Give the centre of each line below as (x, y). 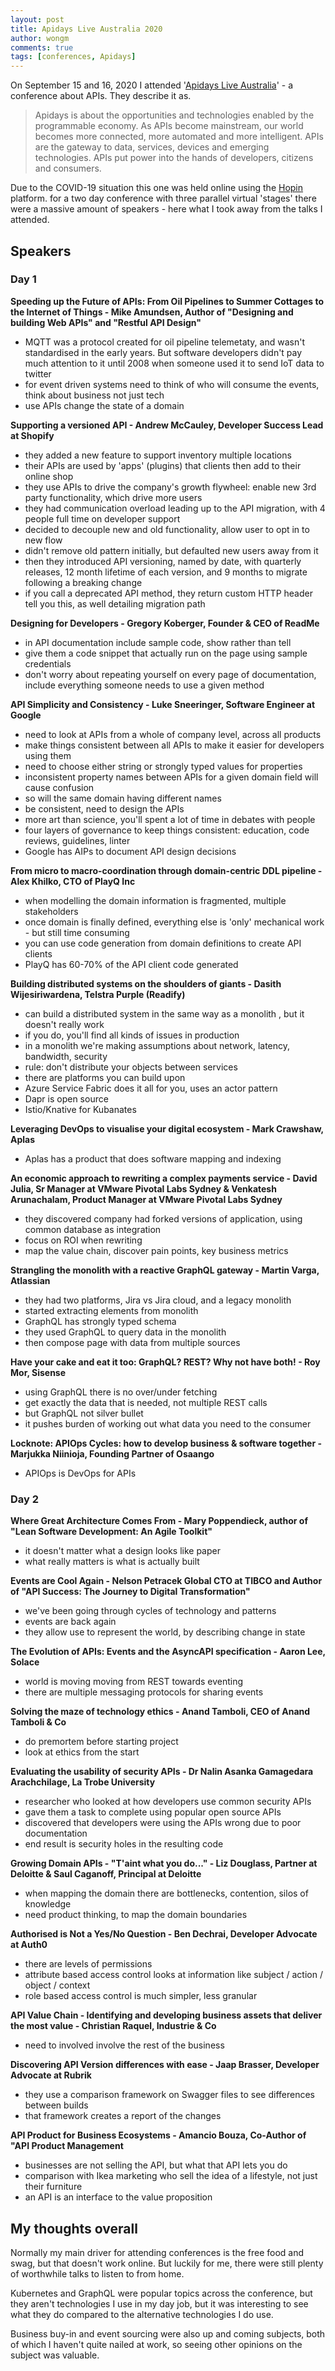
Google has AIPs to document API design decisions (130, 851)
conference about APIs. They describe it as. (101, 96)
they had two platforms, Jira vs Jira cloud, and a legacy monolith (158, 1300)
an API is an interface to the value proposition (118, 2197)
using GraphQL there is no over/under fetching (121, 1392)
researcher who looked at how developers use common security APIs (168, 1802)
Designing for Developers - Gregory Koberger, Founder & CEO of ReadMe (165, 623)
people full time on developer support (102, 518)
